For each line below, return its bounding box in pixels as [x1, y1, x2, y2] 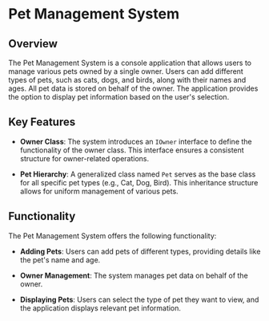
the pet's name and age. [19, 254, 101, 265]
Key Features [8, 116, 76, 129]
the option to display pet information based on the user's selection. [8, 92, 230, 101]
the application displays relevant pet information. [19, 303, 182, 313]
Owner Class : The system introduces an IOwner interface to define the [19, 136, 252, 146]
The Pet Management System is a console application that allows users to [8, 58, 252, 67]
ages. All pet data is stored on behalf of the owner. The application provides [8, 83, 259, 93]
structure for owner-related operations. [19, 153, 150, 163]
